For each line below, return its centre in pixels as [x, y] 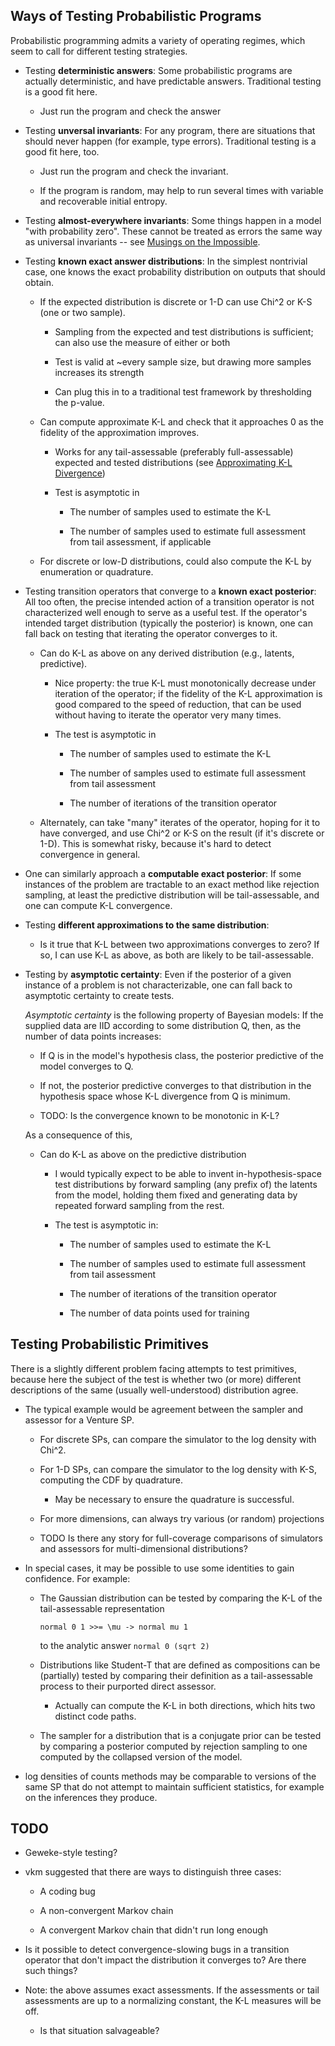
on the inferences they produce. [91, 1797]
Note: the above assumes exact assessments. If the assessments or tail [172, 1990]
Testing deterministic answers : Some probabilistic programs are [158, 70]
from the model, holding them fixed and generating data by [176, 1195]
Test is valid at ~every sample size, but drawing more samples [183, 361]
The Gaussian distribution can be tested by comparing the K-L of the [181, 1598]
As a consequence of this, [78, 1135]
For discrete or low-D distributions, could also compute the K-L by [175, 561]
